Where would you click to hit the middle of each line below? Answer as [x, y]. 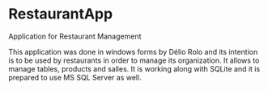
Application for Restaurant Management [75, 36]
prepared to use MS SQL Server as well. [75, 77]
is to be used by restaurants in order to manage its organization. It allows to [134, 60]
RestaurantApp [61, 14]
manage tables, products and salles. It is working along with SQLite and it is [134, 68]
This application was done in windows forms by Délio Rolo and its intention [133, 51]
